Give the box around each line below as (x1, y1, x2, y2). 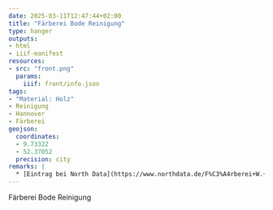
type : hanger (8, 27, 53, 35)
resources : (8, 58, 45, 66)
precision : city (15, 155, 71, 163)
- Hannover (8, 110, 45, 118)
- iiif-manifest (8, 49, 63, 58)
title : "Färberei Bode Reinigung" (8, 19, 126, 28)
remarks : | (8, 163, 45, 171)
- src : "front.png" (8, 65, 75, 73)
